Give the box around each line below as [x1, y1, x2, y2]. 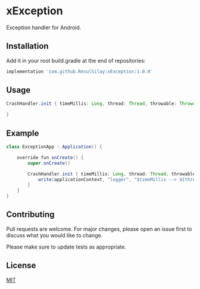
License [6, 260, 36, 271]
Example [6, 128, 39, 138]
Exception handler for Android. [6, 24, 82, 31]
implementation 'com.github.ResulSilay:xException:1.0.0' [6, 69, 153, 74]
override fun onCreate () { [17, 154, 84, 160]
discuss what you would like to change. [6, 231, 103, 239]
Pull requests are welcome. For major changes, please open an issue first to [6, 225, 192, 232]
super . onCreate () [27, 160, 70, 166]
